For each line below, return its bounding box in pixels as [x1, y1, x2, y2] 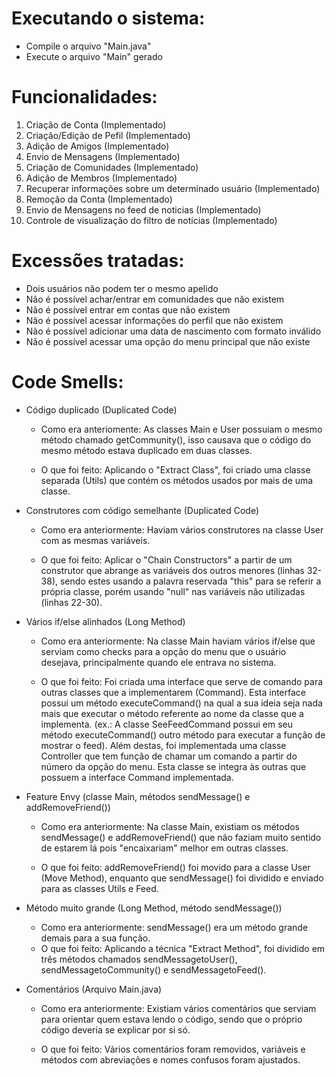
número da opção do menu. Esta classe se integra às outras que [40, 760, 307, 772]
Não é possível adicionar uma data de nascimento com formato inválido [25, 325, 322, 337]
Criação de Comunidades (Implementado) [25, 161, 199, 173]
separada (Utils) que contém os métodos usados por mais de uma [40, 474, 314, 486]
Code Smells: [11, 371, 124, 393]
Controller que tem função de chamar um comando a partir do [40, 750, 298, 762]
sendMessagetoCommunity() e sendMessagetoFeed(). [40, 963, 267, 976]
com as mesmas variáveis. [40, 534, 151, 546]
